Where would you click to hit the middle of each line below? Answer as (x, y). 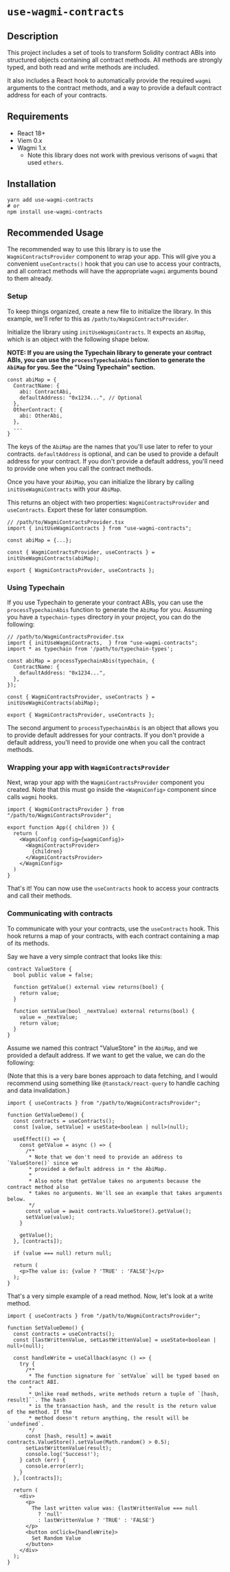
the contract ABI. (33, 1382)
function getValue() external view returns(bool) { (89, 987)
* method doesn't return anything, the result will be (108, 1418)
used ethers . (45, 162)
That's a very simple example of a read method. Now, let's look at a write (110, 1296)
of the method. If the (39, 1412)
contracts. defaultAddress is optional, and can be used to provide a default (113, 454)
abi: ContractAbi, (46, 391)
